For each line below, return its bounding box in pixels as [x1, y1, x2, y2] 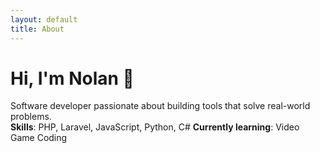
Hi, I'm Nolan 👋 [10, 67, 135, 90]
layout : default [10, 14, 78, 25]
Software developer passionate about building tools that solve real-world [10, 100, 311, 112]
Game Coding [10, 132, 68, 144]
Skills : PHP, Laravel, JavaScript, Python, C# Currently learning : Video [10, 121, 300, 133]
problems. [10, 111, 52, 123]
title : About [10, 24, 65, 34]
